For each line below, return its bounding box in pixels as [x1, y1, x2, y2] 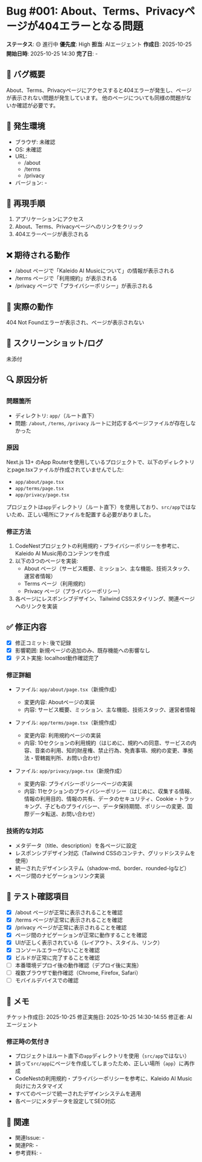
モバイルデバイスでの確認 [14, 977, 79, 984]
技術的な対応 [6, 827, 44, 835]
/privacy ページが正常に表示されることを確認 [14, 923, 127, 931]
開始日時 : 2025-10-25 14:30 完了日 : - [6, 50, 98, 57]
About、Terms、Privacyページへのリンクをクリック [14, 223, 144, 230]
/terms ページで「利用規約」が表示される [14, 275, 118, 282]
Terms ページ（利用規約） [24, 580, 89, 588]
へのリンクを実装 [14, 603, 58, 610]
